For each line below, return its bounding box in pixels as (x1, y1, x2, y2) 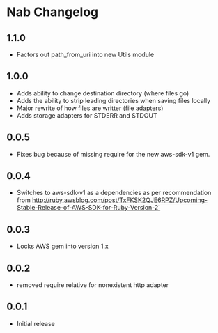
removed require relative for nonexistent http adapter (16, 281, 169, 289)
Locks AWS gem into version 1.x (16, 242, 109, 251)
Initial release (16, 319, 55, 327)
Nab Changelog (6, 4, 99, 20)
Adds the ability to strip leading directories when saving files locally (16, 96, 210, 104)
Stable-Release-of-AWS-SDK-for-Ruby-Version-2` (16, 203, 161, 212)
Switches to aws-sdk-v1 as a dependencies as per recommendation (16, 189, 212, 197)
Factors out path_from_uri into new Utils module (16, 50, 155, 59)
